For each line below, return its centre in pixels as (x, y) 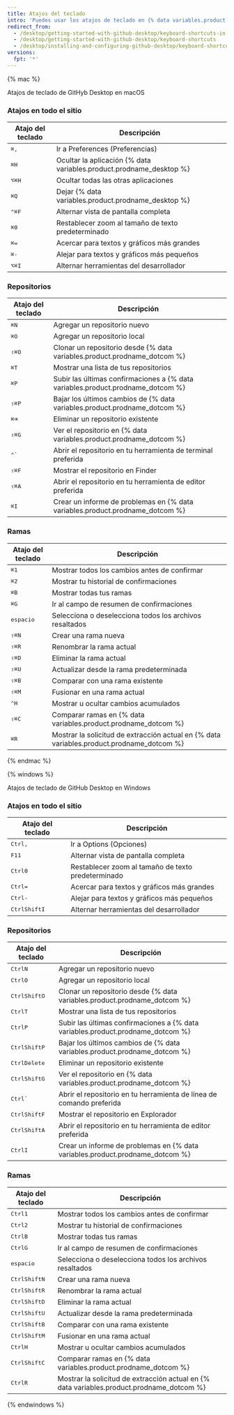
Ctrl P (19, 1027)
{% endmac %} (29, 760)
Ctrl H (19, 1347)
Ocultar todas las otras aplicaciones (115, 181)
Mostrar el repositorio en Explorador (117, 1115)
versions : (22, 53)
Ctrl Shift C (28, 1363)
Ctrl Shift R (28, 1291)
